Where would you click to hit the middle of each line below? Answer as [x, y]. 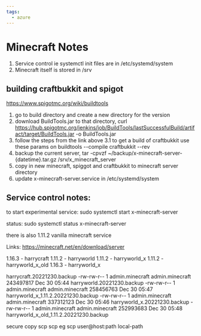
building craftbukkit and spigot [65, 88]
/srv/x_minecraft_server [87, 160]
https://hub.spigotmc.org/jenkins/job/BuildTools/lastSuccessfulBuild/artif [105, 128]
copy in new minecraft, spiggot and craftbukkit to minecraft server [96, 166]
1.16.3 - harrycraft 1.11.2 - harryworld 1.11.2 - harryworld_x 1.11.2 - [85, 259]
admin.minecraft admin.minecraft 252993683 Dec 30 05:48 [109, 308]
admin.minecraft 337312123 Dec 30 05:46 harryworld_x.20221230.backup [98, 302]
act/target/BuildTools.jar [45, 134]
